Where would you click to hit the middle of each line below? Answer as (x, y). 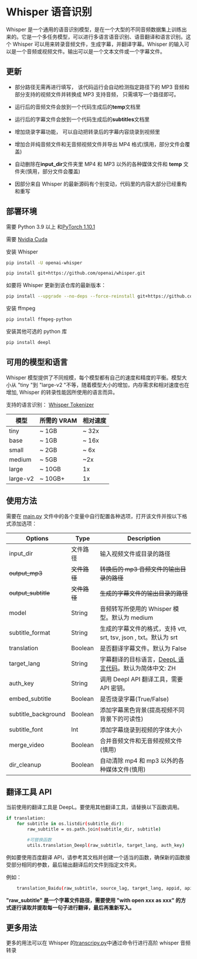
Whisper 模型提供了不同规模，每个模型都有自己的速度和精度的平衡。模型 (94, 377)
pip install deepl (28, 343)
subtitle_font (26, 730)
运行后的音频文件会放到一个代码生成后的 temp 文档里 (77, 107)
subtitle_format (30, 633)
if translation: (26, 818)
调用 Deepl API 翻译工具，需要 (141, 679)
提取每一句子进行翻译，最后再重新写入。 (86, 907)
